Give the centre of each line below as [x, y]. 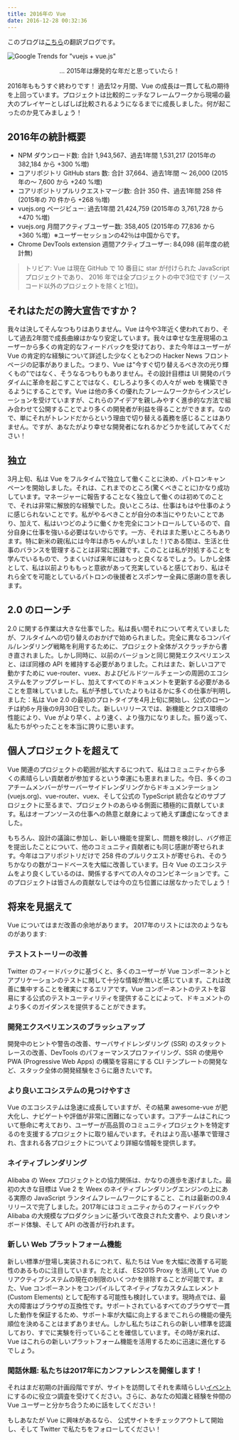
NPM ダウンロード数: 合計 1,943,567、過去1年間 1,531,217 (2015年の [117, 155]
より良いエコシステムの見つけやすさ [69, 1090]
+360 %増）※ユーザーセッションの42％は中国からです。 [100, 235]
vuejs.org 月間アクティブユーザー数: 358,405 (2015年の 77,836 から [116, 226]
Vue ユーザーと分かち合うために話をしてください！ [83, 1405]
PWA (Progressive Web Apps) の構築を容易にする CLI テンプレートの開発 [115, 1061]
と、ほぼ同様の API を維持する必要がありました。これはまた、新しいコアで [117, 664]
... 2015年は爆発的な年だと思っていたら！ [119, 70]
